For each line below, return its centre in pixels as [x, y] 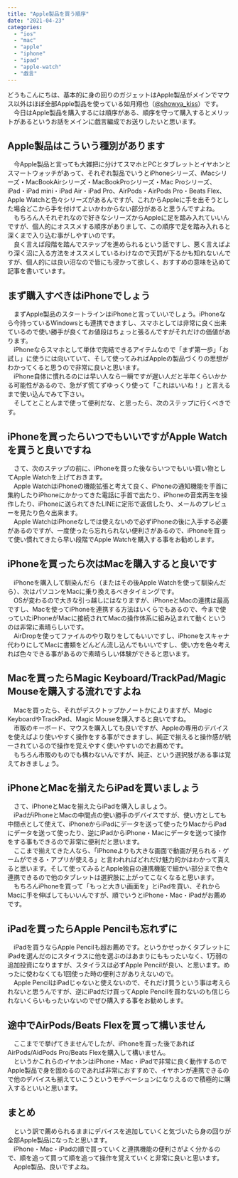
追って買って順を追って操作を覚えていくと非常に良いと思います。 [128, 1157]
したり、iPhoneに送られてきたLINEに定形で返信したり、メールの [108, 504]
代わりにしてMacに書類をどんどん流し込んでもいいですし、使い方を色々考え [119, 644]
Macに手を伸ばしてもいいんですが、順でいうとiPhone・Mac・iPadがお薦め [117, 895]
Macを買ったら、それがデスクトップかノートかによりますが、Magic [113, 710]
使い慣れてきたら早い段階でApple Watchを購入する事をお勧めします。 [115, 539]
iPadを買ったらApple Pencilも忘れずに [92, 929]
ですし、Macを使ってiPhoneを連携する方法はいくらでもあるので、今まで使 [117, 609]
